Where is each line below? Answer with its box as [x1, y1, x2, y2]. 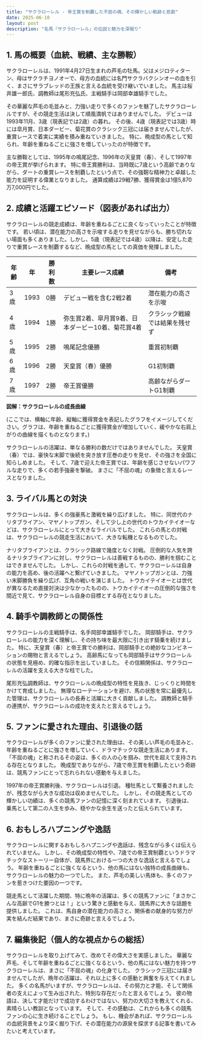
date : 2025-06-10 [6, 15, 50, 21]
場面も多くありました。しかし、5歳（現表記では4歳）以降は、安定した [11, 235, 188, 243]
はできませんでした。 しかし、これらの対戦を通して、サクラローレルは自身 [6, 562, 192, 569]
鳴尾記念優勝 [63, 343, 100, 351]
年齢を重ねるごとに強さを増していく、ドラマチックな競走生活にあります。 [6, 746, 192, 754]
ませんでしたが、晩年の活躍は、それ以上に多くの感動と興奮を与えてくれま [6, 974, 191, 981]
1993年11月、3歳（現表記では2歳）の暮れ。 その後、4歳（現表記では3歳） [6, 118, 192, 125]
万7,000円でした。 [6, 184, 53, 191]
